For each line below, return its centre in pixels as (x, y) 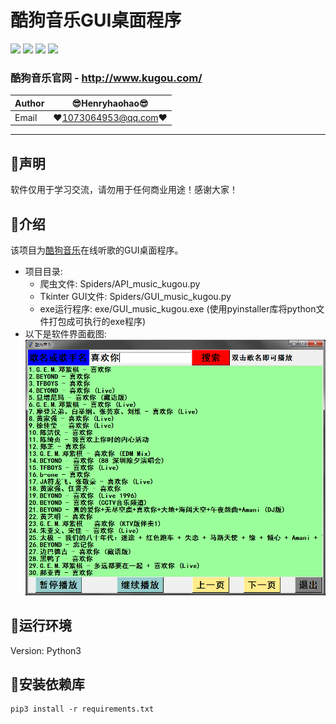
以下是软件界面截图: (65, 334)
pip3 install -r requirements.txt (82, 709)
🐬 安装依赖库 (47, 684)
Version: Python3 (46, 650)
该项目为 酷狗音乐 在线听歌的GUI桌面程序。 (97, 250)
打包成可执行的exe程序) (97, 322)
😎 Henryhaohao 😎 (110, 103)
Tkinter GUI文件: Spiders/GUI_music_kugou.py (135, 297)
